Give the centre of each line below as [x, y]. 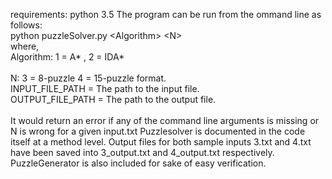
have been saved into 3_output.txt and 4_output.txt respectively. [142, 152]
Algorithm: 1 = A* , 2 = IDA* [67, 57]
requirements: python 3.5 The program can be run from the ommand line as [166, 14]
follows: [26, 25]
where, [25, 46]
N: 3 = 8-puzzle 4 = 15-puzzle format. [88, 78]
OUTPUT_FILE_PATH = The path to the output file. [113, 99]
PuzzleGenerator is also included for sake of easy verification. [138, 163]
